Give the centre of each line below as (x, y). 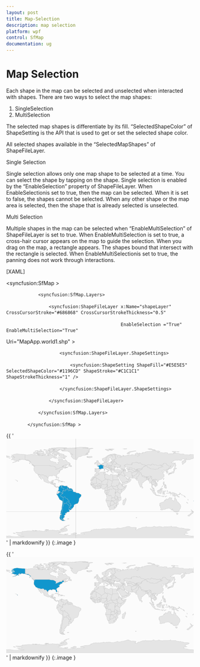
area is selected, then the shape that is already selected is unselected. (93, 205)
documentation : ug (29, 44)
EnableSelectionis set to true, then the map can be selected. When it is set (97, 192)
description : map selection (41, 25)
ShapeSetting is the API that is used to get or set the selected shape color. (97, 133)
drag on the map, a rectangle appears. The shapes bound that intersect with (100, 247)
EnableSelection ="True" (151, 325)
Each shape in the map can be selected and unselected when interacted (95, 91)
